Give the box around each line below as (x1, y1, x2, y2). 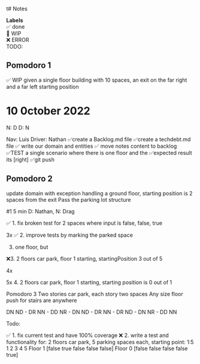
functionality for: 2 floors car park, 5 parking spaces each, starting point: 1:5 (6, 338, 194, 345)
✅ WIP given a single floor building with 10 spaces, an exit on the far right (6, 76, 187, 83)
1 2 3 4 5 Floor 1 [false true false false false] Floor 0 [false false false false (6, 345, 188, 352)
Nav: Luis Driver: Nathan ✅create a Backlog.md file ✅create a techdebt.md (6, 135, 191, 143)
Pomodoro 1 (6, 60, 51, 71)
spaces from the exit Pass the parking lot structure (6, 196, 131, 203)
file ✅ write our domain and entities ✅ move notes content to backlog (6, 142, 177, 150)
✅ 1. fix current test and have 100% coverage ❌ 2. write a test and (6, 332, 169, 339)
